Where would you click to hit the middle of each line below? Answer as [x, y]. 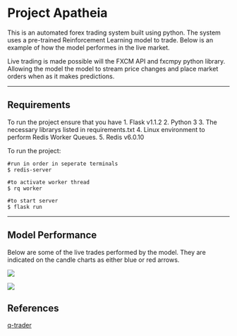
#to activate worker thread [49, 182]
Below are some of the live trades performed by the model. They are [107, 252]
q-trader [19, 325]
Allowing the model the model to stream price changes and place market [113, 68]
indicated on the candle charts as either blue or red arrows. [93, 260]
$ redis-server [30, 170]
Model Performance [52, 235]
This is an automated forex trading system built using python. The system [114, 32]
